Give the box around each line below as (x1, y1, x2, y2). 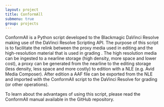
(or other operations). (5, 82, 49, 88)
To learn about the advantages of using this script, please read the (5, 91, 141, 97)
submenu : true (5, 16, 35, 21)
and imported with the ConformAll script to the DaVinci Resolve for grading (5, 76, 158, 82)
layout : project (5, 7, 39, 12)
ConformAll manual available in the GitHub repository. (5, 97, 115, 103)
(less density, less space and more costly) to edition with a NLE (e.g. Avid (5, 66, 155, 72)
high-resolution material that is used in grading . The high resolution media (5, 50, 157, 56)
